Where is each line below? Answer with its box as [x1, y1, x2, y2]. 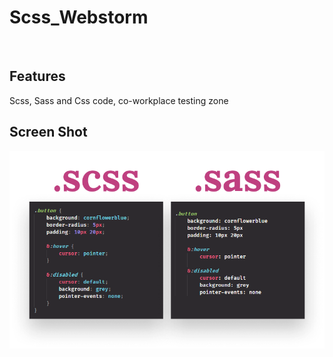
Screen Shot [9, 124, 88, 141]
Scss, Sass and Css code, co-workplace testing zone [9, 94, 229, 106]
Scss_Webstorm [9, 6, 149, 29]
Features [9, 68, 66, 85]
